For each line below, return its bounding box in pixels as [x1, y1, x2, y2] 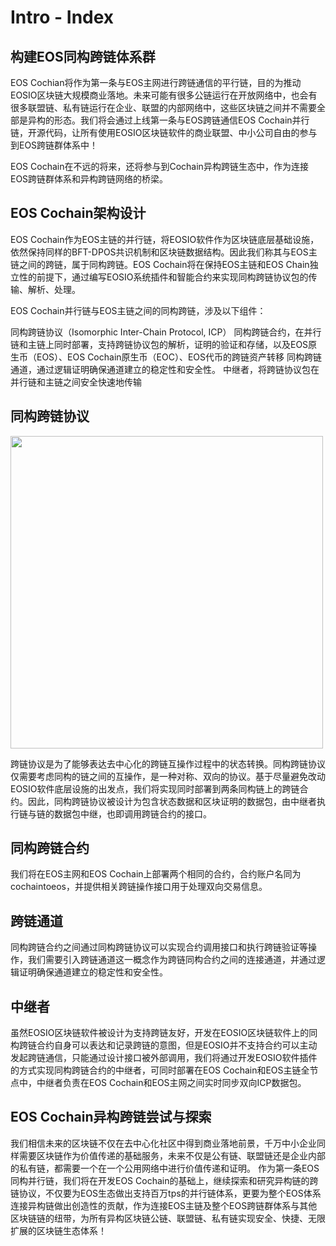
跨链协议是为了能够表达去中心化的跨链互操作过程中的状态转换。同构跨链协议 [10, 757, 326, 770]
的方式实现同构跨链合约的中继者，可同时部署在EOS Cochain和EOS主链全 [10, 1064, 310, 1076]
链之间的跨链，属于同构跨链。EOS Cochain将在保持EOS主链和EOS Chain [10, 258, 310, 270]
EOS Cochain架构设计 [10, 205, 147, 222]
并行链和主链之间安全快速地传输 [10, 376, 142, 388]
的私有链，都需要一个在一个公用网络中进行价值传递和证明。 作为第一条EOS [10, 1162, 320, 1174]
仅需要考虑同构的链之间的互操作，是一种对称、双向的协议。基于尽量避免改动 [10, 770, 326, 782]
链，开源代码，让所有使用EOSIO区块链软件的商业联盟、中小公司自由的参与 [10, 127, 318, 138]
